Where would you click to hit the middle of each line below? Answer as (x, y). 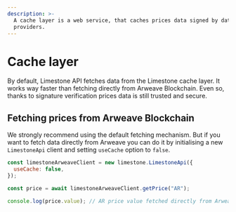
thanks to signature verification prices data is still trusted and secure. (107, 96)
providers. (29, 27)
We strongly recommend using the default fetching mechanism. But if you (114, 135)
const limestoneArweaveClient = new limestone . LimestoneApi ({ (100, 163)
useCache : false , (39, 169)
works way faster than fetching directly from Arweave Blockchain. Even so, (116, 88)
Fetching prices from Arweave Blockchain (101, 118)
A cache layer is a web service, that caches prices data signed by (116, 20)
